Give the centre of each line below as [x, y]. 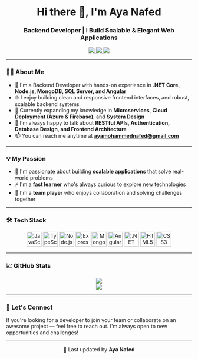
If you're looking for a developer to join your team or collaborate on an [91, 320]
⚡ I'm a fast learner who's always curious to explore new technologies [100, 184]
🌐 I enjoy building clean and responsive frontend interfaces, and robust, [102, 97]
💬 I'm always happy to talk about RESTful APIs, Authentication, [92, 122]
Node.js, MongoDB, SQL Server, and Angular [70, 91]
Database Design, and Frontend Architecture [70, 129]
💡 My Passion [26, 158]
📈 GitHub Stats [29, 266]
